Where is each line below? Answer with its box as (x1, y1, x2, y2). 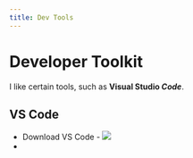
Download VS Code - (21, 131, 101, 143)
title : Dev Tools (9, 12, 74, 22)
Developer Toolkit (9, 51, 143, 71)
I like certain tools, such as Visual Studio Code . (9, 81, 185, 92)
